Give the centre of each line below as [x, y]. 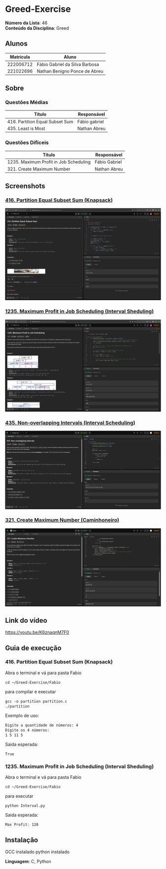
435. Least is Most [26, 128]
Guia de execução [33, 648]
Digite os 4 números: [27, 730]
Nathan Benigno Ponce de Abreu [70, 71]
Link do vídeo [26, 620]
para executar [19, 796]
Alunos [17, 44]
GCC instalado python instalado [38, 852]
